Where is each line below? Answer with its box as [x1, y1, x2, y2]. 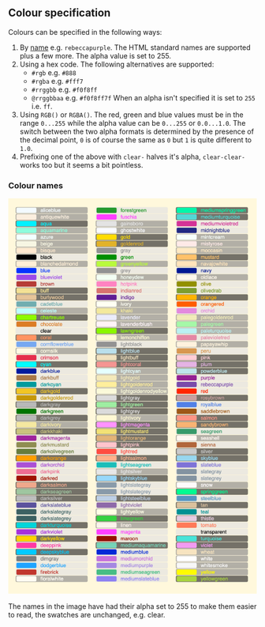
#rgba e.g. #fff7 [31, 76, 84, 85]
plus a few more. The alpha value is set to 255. [19, 51, 172, 60]
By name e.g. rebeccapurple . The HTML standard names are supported [19, 43, 251, 52]
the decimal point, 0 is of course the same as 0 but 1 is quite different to [19, 134, 252, 145]
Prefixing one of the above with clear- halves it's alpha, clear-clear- [19, 152, 246, 161]
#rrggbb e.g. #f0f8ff [31, 85, 98, 94]
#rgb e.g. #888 [31, 67, 77, 77]
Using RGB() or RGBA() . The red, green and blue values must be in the [19, 110, 244, 119]
